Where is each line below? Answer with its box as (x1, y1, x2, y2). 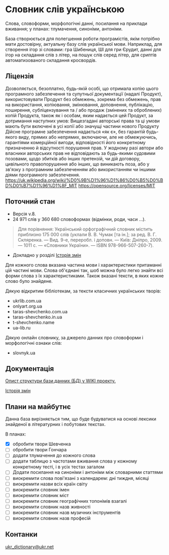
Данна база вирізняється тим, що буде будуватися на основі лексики (5, 416, 156, 422)
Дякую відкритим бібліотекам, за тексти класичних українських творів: (5, 288, 161, 294)
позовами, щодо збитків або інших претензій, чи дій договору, (5, 155, 141, 161)
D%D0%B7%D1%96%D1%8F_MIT (5, 182, 78, 188)
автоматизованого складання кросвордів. (5, 57, 97, 63)
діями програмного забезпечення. (5, 172, 80, 178)
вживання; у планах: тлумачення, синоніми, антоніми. (5, 25, 123, 31)
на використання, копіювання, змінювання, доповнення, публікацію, (5, 102, 154, 108)
